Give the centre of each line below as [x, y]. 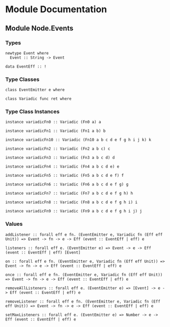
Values [14, 224]
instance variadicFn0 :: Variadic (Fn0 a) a [53, 122]
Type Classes [22, 79]
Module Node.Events [39, 28]
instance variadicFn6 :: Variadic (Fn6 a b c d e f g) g [67, 184]
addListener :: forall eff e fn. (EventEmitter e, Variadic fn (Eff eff [84, 235]
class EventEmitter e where [35, 90]
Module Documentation [56, 9]
